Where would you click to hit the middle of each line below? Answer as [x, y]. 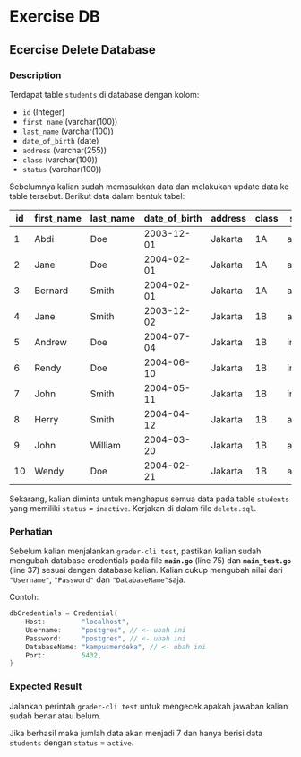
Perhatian [31, 531]
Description [35, 75]
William [105, 445]
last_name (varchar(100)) [68, 131]
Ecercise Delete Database [83, 50]
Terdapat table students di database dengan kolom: [104, 94]
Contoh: [24, 597]
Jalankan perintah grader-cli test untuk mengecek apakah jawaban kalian [149, 706]
